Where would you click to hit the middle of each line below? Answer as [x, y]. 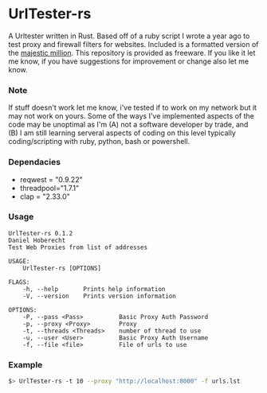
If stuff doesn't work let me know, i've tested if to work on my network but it [133, 107]
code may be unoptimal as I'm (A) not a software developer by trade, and [128, 125]
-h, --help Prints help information [94, 289]
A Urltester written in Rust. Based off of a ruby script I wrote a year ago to [129, 36]
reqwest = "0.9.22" [51, 179]
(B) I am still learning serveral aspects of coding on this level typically [122, 133]
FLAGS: [19, 282]
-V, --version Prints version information [100, 296]
